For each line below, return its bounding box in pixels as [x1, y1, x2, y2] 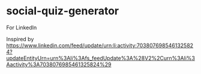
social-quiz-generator [6, 4, 119, 18]
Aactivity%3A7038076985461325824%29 [6, 61, 112, 68]
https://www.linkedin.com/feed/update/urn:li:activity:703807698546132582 [6, 42, 194, 49]
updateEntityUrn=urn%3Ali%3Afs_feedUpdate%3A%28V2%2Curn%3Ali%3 [6, 54, 195, 61]
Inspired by [6, 35, 34, 42]
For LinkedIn [6, 24, 37, 31]
